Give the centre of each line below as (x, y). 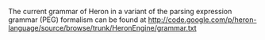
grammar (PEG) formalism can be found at (77, 20)
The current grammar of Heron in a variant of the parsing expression (120, 11)
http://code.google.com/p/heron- (202, 20)
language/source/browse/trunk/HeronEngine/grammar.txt (102, 28)
